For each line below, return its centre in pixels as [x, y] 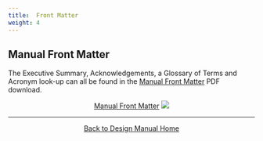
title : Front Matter [43, 15]
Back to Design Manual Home [131, 128]
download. [25, 90]
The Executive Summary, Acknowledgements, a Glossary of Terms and [122, 73]
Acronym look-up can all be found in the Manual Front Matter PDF [114, 81]
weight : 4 [24, 23]
